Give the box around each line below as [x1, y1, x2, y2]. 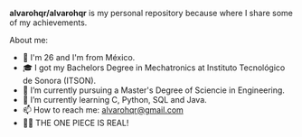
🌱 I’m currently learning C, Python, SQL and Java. [22, 95, 208, 105]
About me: [9, 35, 48, 45]
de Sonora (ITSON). [22, 76, 97, 86]
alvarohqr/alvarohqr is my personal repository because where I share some [9, 8, 294, 18]
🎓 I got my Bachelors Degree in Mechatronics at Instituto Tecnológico [22, 62, 286, 73]
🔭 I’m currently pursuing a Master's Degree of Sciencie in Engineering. [22, 85, 285, 96]
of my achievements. [9, 17, 88, 28]
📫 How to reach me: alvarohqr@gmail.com [22, 105, 184, 115]
